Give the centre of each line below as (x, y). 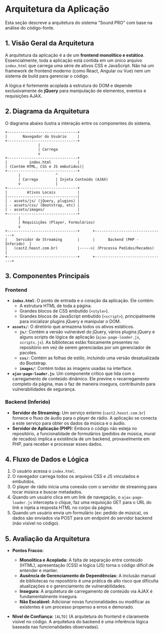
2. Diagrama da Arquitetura (47, 111)
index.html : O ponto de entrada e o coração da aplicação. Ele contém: (83, 301)
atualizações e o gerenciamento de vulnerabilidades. (73, 586)
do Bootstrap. (33, 363)
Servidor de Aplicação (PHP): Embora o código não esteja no (74, 428)
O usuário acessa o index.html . (44, 471)
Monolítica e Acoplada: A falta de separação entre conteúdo (81, 560)
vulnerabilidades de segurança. (44, 389)
